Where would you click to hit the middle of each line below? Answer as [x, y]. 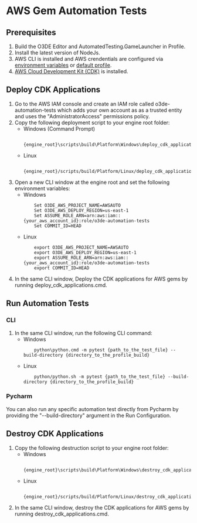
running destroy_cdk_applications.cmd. [62, 514]
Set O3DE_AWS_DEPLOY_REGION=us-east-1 [81, 210]
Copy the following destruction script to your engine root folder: [91, 448]
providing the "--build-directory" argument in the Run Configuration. [89, 415]
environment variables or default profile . [63, 65]
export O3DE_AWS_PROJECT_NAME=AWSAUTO [81, 247]
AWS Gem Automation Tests [77, 11]
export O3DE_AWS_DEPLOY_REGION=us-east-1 [85, 252]
